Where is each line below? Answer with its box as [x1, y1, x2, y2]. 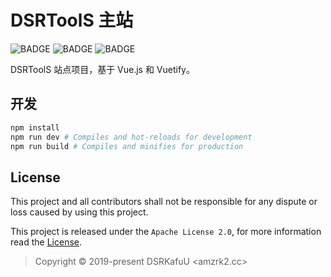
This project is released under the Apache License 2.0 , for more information [10, 226, 322, 238]
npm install [10, 122, 60, 133]
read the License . [10, 236, 83, 248]
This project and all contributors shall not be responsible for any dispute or [10, 196, 318, 208]
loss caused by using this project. [10, 206, 149, 218]
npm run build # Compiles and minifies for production [10, 141, 244, 151]
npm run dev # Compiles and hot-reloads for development [10, 132, 253, 142]
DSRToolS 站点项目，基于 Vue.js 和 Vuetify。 [10, 63, 195, 75]
